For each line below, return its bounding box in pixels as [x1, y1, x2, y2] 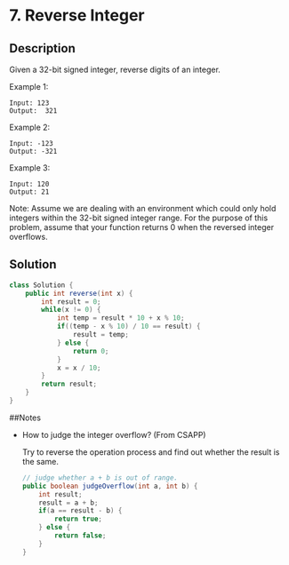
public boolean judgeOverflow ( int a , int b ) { [21, 481, 198, 490]
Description [9, 41, 76, 56]
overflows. [9, 232, 48, 242]
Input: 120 [9, 179, 50, 188]
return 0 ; [72, 346, 109, 355]
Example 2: [9, 122, 51, 132]
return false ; [54, 531, 107, 540]
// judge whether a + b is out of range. [21, 473, 178, 482]
